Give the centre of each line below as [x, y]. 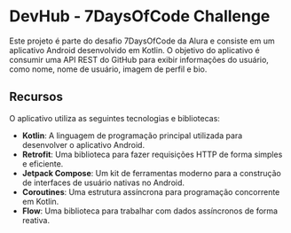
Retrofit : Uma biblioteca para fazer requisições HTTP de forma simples [152, 154]
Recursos [36, 97]
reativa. [36, 220]
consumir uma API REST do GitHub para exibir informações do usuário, [139, 59]
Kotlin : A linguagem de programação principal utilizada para [132, 136]
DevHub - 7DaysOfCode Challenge [140, 16]
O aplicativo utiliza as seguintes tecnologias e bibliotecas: [114, 118]
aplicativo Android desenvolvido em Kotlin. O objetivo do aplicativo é [134, 50]
